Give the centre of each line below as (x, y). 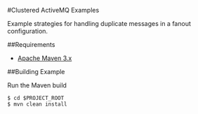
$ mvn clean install (38, 104)
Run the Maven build (37, 85)
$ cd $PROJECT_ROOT (36, 98)
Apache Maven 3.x (45, 58)
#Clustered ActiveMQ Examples (53, 10)
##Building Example (36, 72)
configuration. (27, 31)
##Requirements (31, 44)
